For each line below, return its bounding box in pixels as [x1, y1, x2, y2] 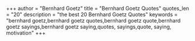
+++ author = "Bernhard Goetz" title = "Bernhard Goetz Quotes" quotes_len [6, 5, 190, 12]
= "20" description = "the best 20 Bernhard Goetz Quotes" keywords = [6, 11, 178, 18]
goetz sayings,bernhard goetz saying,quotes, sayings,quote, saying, [6, 23, 172, 30]
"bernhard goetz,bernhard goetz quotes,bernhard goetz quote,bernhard [6, 17, 181, 24]
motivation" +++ [6, 29, 46, 36]
